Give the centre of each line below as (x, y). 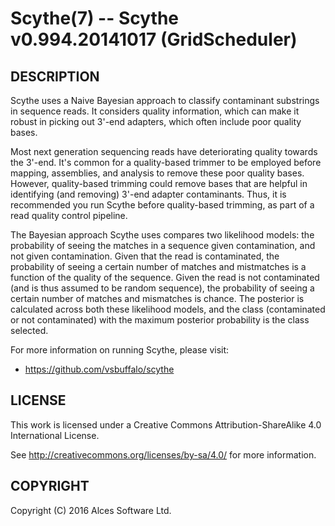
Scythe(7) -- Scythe (94, 18)
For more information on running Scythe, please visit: (120, 350)
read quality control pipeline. (69, 215)
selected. (29, 330)
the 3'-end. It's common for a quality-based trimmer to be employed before (166, 162)
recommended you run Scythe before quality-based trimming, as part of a (162, 205)
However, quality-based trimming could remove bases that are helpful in (159, 183)
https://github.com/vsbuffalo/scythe (99, 369)
